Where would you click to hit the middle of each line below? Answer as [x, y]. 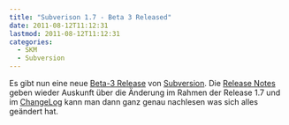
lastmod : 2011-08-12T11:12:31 [65, 33]
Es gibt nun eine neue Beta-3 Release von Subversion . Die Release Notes [142, 83]
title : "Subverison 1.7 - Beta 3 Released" [91, 17]
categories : [31, 42]
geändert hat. [34, 111]
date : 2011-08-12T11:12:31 [59, 26]
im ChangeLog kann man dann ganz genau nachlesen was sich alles [134, 102]
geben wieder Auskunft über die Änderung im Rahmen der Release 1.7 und [145, 92]
